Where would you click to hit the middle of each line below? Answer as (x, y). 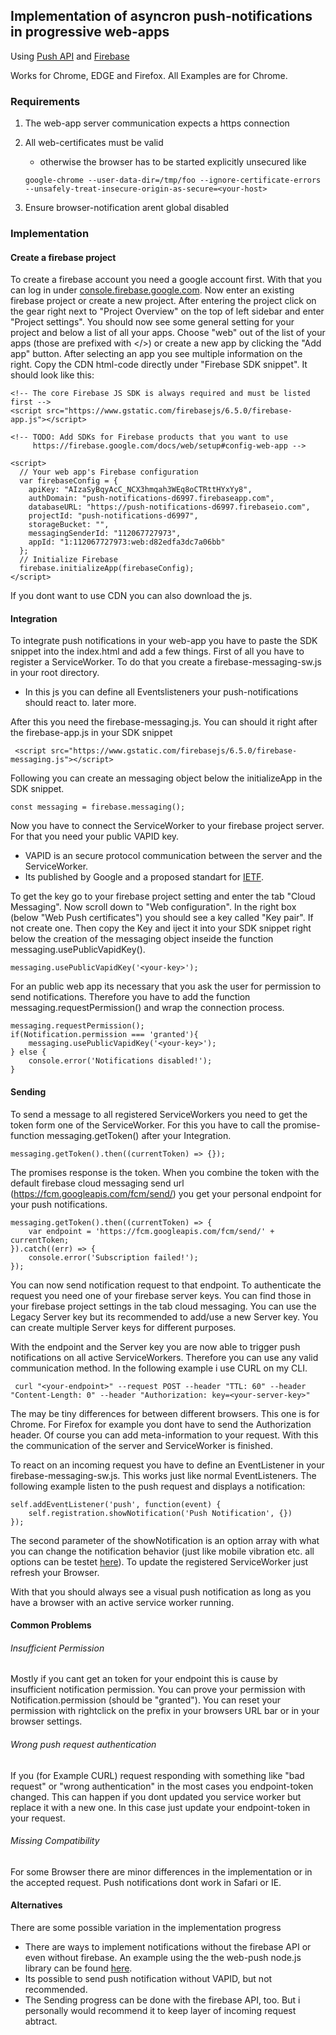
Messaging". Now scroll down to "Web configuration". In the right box (153, 907)
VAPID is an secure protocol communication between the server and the (173, 856)
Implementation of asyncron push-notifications (161, 16)
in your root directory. (55, 673)
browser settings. (46, 1721)
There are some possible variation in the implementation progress (146, 1928)
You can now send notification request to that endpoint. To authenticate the (166, 1285)
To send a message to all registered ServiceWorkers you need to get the (159, 1114)
